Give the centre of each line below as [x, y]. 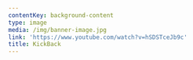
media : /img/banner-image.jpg [58, 30]
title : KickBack [35, 44]
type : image [27, 23]
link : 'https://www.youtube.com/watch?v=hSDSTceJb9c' [98, 37]
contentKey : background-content [61, 15]
